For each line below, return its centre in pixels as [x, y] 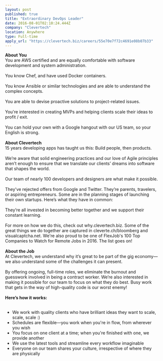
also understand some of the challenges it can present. [67, 261]
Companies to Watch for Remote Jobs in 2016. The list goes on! [69, 241]
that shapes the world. [27, 169]
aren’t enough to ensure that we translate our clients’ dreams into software [80, 163]
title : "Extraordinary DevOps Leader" [44, 18]
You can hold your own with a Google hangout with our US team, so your [78, 127]
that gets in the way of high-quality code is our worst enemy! [66, 287]
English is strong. [22, 132]
